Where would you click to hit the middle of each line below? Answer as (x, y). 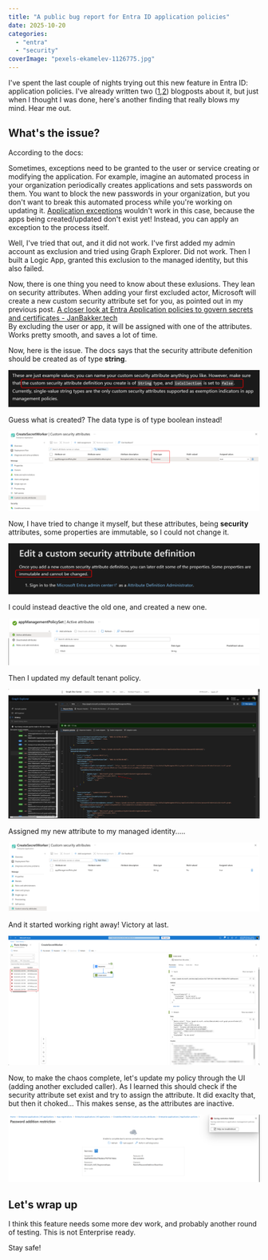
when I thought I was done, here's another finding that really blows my (124, 99)
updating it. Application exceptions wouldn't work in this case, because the (132, 210)
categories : (28, 34)
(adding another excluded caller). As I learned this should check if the (123, 1087)
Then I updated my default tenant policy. (75, 678)
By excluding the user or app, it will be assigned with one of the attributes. (130, 326)
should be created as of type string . (68, 359)
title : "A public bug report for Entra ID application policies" (119, 17)
